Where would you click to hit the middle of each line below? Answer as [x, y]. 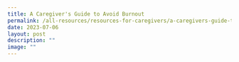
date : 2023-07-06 [33, 27]
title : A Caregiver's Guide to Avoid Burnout [76, 14]
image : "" [22, 47]
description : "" [31, 41]
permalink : [23, 21]
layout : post [27, 34]
